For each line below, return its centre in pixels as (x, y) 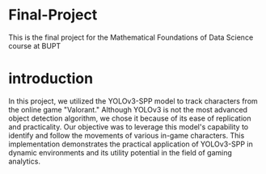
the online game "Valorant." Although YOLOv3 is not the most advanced (128, 109)
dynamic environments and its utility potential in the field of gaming (120, 152)
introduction (51, 79)
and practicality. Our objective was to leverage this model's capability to (129, 126)
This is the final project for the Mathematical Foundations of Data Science (131, 37)
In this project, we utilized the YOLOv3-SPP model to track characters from (133, 101)
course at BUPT (35, 45)
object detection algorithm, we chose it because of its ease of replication (130, 118)
